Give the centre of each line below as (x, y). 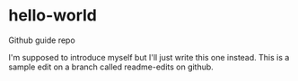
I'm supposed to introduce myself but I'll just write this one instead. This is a (149, 57)
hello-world (53, 16)
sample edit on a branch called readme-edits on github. (111, 67)
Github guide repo (42, 40)
